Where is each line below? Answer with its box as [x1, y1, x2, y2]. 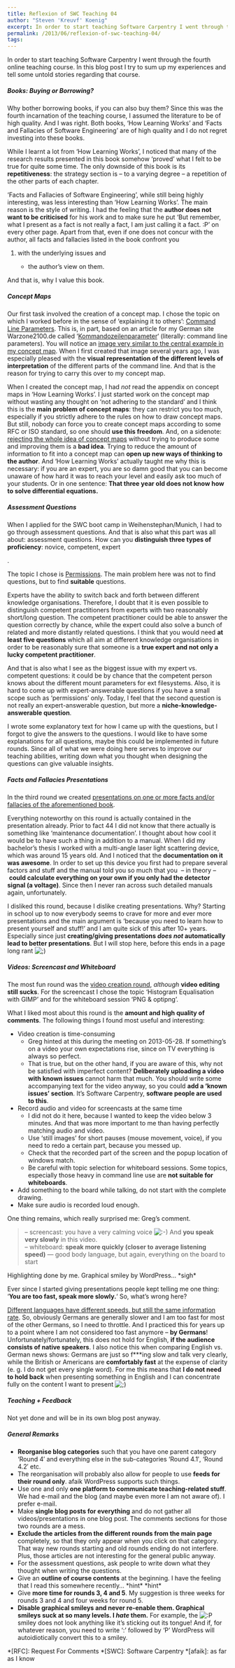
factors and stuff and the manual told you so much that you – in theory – [7, 866, 217, 874]
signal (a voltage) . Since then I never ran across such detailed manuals [7, 881, 213, 889]
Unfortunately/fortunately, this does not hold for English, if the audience [7, 1335, 215, 1344]
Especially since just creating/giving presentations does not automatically [7, 932, 226, 940]
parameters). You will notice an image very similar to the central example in [7, 339, 224, 348]
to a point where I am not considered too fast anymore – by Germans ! [7, 1328, 208, 1336]
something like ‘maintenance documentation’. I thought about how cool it [7, 829, 217, 837]
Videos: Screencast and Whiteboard [7, 962, 116, 971]
